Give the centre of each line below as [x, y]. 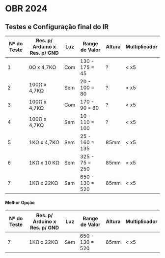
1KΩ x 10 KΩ [44, 163]
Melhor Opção [20, 202]
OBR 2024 [26, 9]
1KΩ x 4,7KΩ [44, 142]
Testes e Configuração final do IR [57, 27]
